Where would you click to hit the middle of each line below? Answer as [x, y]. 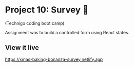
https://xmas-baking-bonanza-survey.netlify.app [54, 59]
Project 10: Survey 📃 [47, 10]
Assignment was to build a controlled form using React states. [67, 32]
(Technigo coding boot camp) [35, 23]
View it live [22, 48]
